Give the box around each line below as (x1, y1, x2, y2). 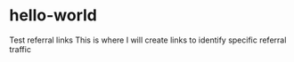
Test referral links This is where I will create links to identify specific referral (9, 35, 287, 45)
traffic (9, 43, 31, 54)
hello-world (9, 5, 98, 26)
